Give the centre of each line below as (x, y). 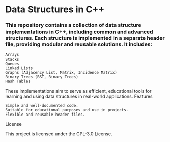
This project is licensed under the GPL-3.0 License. (59, 134)
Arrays (12, 55)
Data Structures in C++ (55, 9)
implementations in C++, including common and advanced (79, 32)
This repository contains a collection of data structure (73, 25)
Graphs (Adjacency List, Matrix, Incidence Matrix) (61, 73)
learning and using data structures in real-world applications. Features (79, 96)
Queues (12, 64)
